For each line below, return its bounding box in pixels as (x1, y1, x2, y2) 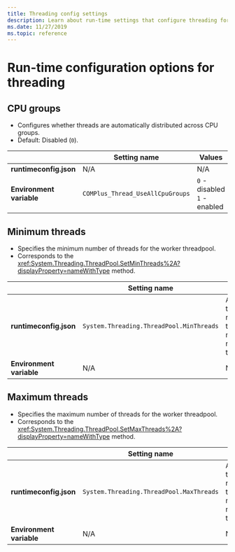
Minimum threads (7, 225, 86, 238)
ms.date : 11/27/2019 (7, 23, 68, 30)
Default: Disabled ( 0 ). (17, 136, 79, 144)
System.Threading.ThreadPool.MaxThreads (83, 488, 219, 495)
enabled (197, 202, 224, 212)
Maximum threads (7, 391, 89, 403)
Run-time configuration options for (7, 60, 215, 76)
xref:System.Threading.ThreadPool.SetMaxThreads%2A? (17, 425, 183, 433)
